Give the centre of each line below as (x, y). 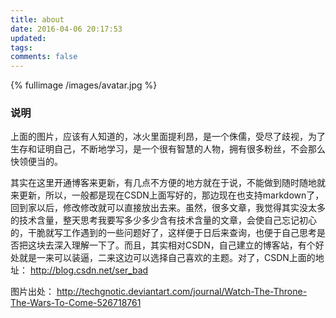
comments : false (44, 57)
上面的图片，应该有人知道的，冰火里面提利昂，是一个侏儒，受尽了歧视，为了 (168, 137)
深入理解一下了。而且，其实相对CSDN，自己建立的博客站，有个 (184, 245)
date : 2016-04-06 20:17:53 (66, 29)
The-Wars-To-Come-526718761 (76, 303)
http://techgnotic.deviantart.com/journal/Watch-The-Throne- (182, 292)
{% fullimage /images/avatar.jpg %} (84, 85)
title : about (37, 19)
